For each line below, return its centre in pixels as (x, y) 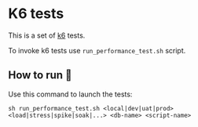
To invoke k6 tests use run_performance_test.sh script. (97, 50)
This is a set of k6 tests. (47, 35)
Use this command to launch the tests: (70, 94)
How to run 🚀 (40, 75)
